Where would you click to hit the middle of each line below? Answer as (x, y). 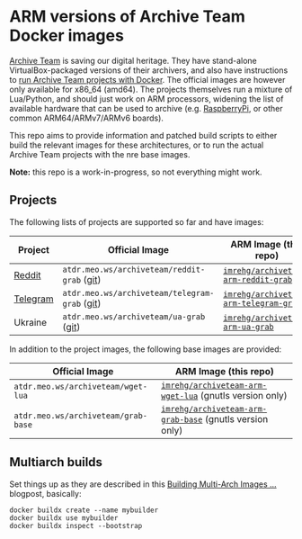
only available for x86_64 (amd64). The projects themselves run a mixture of (151, 89)
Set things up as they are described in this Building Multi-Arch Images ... (143, 484)
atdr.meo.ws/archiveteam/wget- (81, 386)
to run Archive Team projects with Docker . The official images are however (147, 79)
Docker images (67, 36)
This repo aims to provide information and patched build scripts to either (143, 135)
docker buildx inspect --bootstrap (76, 526)
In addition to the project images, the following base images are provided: (146, 349)
